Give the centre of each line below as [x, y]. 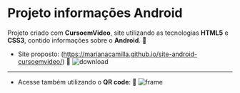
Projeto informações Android [95, 13]
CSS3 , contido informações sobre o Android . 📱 [77, 40]
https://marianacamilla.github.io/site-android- [130, 54]
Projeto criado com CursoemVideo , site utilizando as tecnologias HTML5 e [118, 33]
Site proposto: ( [40, 54]
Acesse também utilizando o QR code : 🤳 [77, 82]
